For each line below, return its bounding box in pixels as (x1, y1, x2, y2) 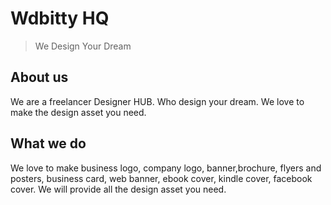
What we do (10, 135, 87, 152)
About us (10, 69, 69, 86)
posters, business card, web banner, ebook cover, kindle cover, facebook (10, 172, 313, 184)
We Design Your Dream (34, 40, 132, 52)
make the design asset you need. (10, 106, 147, 118)
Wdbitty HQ (10, 7, 110, 30)
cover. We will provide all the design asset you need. (10, 183, 227, 195)
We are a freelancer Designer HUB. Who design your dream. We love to (10, 95, 305, 107)
